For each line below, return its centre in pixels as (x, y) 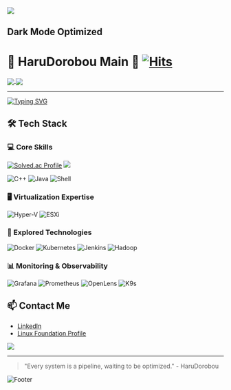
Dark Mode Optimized (55, 32)
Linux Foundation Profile (52, 333)
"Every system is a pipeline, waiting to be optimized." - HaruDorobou (121, 366)
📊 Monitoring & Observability (58, 266)
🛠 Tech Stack (37, 123)
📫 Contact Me (39, 306)
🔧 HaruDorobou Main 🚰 (73, 62)
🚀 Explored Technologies (49, 232)
